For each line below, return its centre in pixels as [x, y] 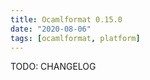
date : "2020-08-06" [51, 29]
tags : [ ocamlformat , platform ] [75, 38]
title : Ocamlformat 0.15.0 [66, 19]
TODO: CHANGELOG [53, 67]
